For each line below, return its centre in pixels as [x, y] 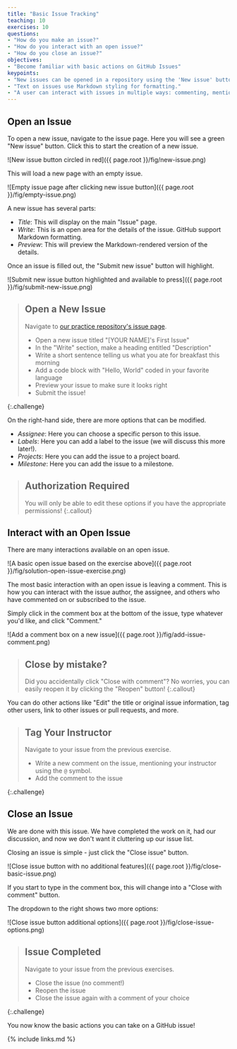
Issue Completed [63, 952]
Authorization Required [77, 486]
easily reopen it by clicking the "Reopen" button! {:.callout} [110, 689]
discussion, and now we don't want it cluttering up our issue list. [101, 838]
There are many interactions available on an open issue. [89, 550]
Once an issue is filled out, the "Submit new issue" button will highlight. [111, 265]
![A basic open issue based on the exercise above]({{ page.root [99, 564]
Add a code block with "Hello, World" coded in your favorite [122, 370]
